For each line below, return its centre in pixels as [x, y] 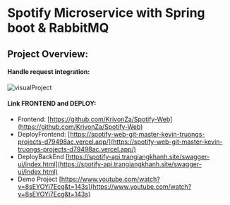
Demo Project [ [40, 179]
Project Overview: [48, 54]
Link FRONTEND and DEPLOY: [52, 104]
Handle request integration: [49, 72]
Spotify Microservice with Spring [107, 13]
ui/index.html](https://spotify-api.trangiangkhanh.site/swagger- [110, 164]
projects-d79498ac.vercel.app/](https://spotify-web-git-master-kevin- [120, 142]
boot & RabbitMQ [58, 28]
